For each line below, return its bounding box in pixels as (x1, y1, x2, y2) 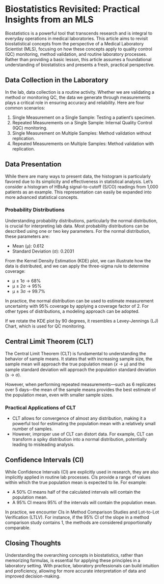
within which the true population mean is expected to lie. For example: (5, 479, 147, 485)
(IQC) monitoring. (12, 125, 48, 131)
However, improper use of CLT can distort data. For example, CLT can (12, 431, 154, 437)
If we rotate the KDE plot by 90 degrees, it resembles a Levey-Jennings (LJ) (5, 318, 159, 324)
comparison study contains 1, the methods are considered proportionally (5, 519, 152, 525)
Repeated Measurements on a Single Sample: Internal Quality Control (12, 119, 153, 125)
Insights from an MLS (5, 14, 94, 25)
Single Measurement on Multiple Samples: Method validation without (12, 130, 152, 136)
